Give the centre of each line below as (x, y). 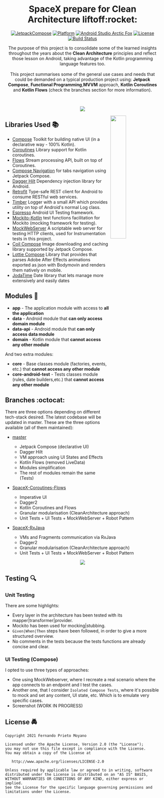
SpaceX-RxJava (28, 528)
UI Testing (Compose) (32, 659)
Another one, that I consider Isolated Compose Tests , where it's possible (85, 690)
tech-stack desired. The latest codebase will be (53, 417)
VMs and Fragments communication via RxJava (68, 537)
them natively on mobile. (37, 270)
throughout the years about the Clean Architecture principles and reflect (82, 53)
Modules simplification (42, 468)
